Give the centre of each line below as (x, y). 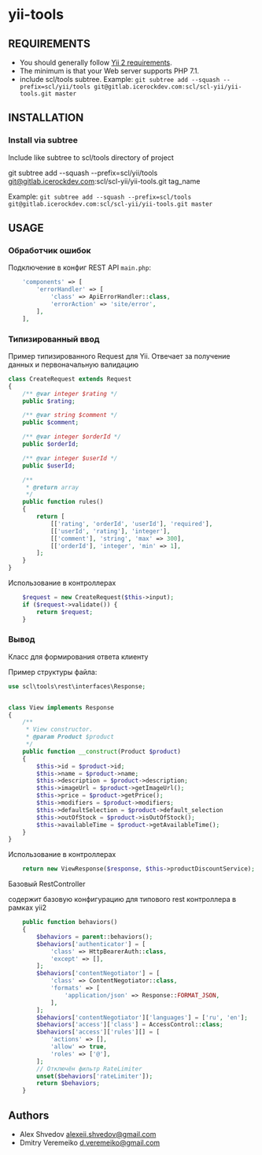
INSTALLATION (46, 118)
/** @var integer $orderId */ (72, 437)
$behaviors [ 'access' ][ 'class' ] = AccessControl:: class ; (130, 1025)
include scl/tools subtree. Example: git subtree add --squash (120, 79)
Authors (29, 1115)
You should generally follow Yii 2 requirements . (96, 62)
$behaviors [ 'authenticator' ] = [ (91, 944)
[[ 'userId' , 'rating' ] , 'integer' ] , (110, 531)
